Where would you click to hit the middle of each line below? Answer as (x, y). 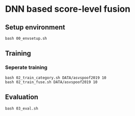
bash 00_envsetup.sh (26, 38)
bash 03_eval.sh (22, 108)
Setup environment (35, 27)
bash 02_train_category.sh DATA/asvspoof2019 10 (56, 78)
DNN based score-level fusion (68, 9)
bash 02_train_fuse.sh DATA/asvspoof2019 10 (51, 82)
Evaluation (22, 97)
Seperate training (26, 67)
